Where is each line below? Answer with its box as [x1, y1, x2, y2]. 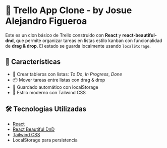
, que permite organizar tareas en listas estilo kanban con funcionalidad [13, 38, 162, 44]
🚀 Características [5, 58, 61, 66]
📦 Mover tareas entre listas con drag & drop [12, 77, 105, 83]
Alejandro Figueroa [5, 15, 87, 27]
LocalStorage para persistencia [12, 137, 78, 143]
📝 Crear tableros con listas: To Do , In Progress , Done [12, 71, 123, 77]
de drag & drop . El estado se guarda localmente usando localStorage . [5, 43, 151, 49]
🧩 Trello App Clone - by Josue [5, 5, 132, 16]
